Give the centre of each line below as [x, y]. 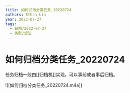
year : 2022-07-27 [23, 19]
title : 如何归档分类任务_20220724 [38, 10]
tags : [11, 24]
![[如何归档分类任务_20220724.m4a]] [44, 85]
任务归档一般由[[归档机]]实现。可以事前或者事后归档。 [61, 74]
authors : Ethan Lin [26, 15]
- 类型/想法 [21, 33]
